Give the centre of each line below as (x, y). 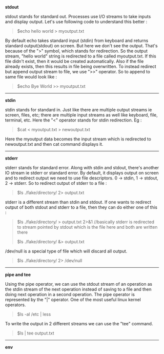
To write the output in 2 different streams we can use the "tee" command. (79, 324)
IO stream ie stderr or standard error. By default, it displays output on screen (82, 173)
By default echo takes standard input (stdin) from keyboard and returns (77, 40)
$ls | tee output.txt (36, 333)
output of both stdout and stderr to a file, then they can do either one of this (81, 207)
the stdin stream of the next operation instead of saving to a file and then (78, 289)
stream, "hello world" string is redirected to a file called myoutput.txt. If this (81, 56)
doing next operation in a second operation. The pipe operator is (70, 294)
